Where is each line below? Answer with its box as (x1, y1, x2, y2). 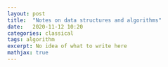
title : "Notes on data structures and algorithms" (7, 17, 162, 24)
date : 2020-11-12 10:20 (7, 23, 83, 30)
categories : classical (7, 29, 74, 37)
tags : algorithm (7, 36, 55, 43)
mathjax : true (7, 50, 49, 57)
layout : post (7, 10, 46, 17)
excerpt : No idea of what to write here (7, 43, 128, 50)
